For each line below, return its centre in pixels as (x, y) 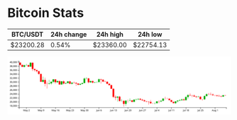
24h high (110, 35)
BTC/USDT (28, 35)
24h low (150, 35)
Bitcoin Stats (46, 13)
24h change (69, 35)
